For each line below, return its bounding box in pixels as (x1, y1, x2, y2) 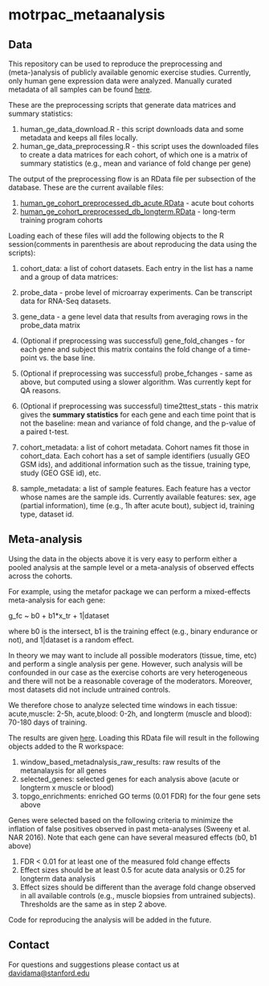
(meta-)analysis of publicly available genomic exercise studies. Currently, (8, 68, 251, 77)
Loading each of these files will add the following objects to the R (8, 231, 225, 240)
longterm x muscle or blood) (19, 783, 114, 792)
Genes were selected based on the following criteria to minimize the (8, 815, 234, 825)
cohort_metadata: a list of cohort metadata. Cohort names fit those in (19, 442, 250, 452)
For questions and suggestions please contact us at (8, 959, 180, 969)
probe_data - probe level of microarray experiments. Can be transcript (19, 288, 253, 297)
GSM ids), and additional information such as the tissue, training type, (19, 460, 251, 469)
